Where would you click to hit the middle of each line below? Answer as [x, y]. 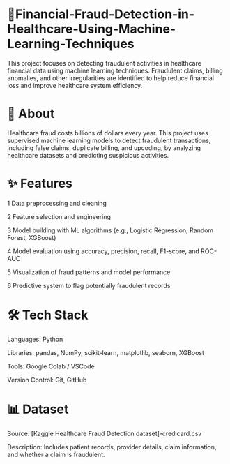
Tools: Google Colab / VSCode [51, 366]
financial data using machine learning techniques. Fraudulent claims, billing [115, 70]
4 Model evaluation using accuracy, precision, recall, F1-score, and [103, 251]
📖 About [31, 114]
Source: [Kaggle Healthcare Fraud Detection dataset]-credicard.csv [105, 433]
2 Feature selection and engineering [59, 216]
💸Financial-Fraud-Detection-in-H [101, 14]
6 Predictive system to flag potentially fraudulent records [89, 285]
